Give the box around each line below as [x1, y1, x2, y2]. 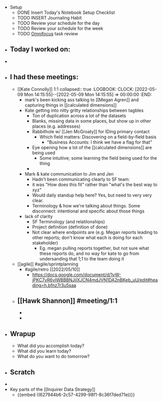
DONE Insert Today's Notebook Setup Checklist [17, 9, 115, 15]
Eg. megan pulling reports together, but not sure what [39, 245, 149, 251]
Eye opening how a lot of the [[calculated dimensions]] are [32, 144, 153, 150]
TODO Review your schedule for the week [17, 25, 103, 31]
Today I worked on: [9, 45, 71, 54]
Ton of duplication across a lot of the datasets [32, 112, 126, 119]
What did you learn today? [17, 348, 72, 354]
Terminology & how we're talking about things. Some [32, 202, 141, 208]
